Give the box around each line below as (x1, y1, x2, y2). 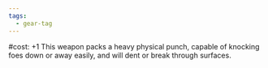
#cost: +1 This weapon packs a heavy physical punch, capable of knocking (8, 41, 260, 51)
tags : (8, 11, 27, 20)
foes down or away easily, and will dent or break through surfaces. (8, 50, 231, 60)
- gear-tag (15, 19, 53, 28)
